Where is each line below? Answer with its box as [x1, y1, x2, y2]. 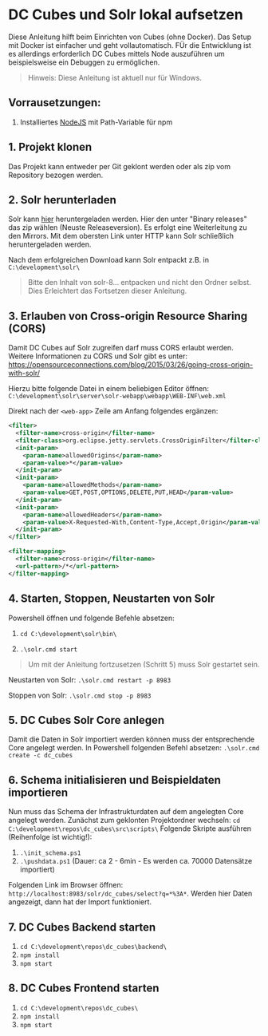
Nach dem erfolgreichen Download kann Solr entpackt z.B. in [8, 255, 210, 265]
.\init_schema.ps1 [19, 849, 81, 857]
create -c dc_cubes [8, 752, 73, 760]
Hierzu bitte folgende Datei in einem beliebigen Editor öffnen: [8, 384, 210, 393]
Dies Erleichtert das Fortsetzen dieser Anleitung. [27, 286, 187, 296]
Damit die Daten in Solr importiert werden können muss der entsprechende [8, 734, 255, 744]
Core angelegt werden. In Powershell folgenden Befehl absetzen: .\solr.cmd [8, 743, 260, 753]
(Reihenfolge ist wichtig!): [8, 832, 93, 842]
